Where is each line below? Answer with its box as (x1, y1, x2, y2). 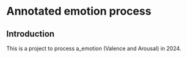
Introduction (6, 29, 55, 39)
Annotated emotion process (6, 4, 152, 18)
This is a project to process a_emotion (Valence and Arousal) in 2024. (6, 45, 182, 52)
